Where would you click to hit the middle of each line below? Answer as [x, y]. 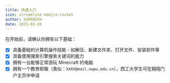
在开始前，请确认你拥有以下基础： [41, 39]
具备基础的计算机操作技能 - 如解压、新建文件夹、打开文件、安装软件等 [86, 50]
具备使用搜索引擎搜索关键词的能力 [48, 56]
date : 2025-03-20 [24, 24]
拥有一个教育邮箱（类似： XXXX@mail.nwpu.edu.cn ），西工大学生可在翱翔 [87, 69]
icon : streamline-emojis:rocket [39, 15]
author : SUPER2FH [24, 19]
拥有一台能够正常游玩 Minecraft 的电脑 [53, 63]
